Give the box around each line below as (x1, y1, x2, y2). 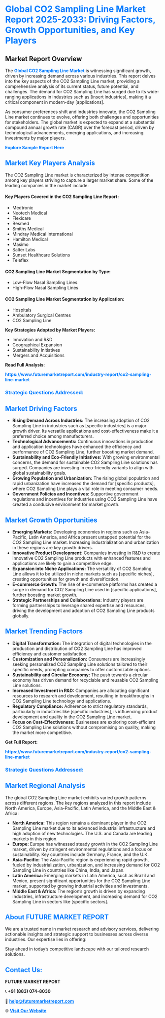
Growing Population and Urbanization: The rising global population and (12, 475, 159, 481)
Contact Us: (5, 966, 43, 974)
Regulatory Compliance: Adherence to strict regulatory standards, (12, 703, 148, 709)
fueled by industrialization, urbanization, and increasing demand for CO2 (12, 862, 160, 868)
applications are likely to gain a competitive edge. (12, 560, 113, 566)
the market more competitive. (12, 730, 72, 735)
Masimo (12, 242, 29, 247)
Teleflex (12, 257, 29, 263)
